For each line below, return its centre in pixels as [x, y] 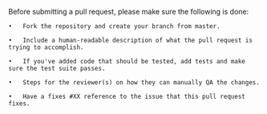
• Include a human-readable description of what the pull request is [130, 40]
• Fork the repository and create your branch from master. [114, 26]
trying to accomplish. [46, 47]
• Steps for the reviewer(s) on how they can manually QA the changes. [134, 83]
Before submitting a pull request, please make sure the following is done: [129, 12]
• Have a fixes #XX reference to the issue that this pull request [127, 96]
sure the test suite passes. [57, 68]
